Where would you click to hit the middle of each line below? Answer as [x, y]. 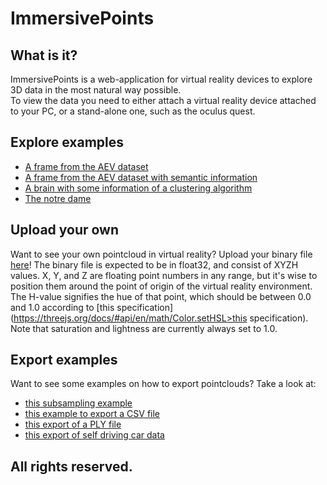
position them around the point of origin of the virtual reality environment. [161, 286]
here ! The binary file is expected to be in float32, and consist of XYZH [154, 264]
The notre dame [58, 198]
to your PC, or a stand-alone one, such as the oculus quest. [133, 111]
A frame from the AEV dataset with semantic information [141, 177]
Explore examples [67, 142]
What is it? [44, 55]
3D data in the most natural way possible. [96, 90]
